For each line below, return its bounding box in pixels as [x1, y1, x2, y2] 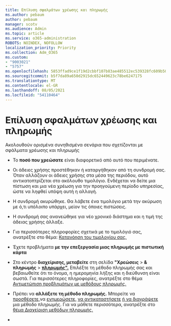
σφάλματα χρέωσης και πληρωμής [5, 147, 80, 153]
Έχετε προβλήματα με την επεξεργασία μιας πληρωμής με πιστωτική [12, 244, 164, 250]
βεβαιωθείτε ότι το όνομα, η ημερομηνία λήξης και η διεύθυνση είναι [12, 270, 160, 276]
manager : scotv [5, 21, 38, 27]
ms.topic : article [5, 31, 44, 36]
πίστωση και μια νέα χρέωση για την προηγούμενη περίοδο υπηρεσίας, [12, 183, 164, 189]
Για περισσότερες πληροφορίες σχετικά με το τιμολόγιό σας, [12, 229, 142, 235]
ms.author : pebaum [5, 12, 44, 17]
